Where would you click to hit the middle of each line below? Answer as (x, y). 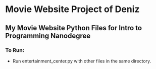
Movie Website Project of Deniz (72, 9)
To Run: (15, 50)
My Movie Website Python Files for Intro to (74, 28)
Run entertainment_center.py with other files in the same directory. (82, 61)
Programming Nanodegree (48, 36)
